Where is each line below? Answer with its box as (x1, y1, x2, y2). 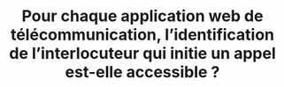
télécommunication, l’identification (10, 25, 275, 45)
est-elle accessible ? (65, 62, 220, 83)
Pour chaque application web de (21, 6, 264, 26)
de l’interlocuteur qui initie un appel (9, 44, 276, 63)
